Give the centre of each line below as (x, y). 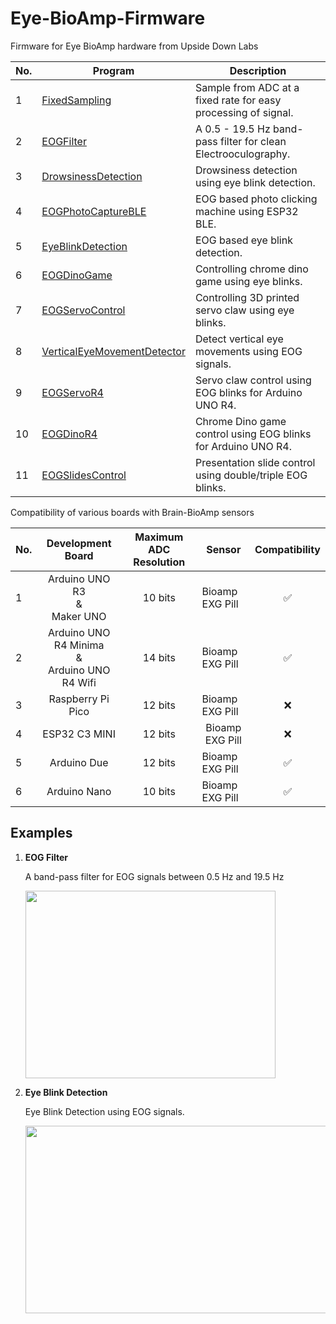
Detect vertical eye (239, 339)
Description (258, 70)
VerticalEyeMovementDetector (113, 351)
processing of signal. (244, 112)
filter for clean (253, 141)
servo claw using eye (244, 310)
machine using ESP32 (246, 211)
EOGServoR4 (72, 392)
